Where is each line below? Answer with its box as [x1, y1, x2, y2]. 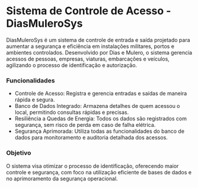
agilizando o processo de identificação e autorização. [6, 61, 138, 69]
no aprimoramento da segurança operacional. [6, 175, 118, 182]
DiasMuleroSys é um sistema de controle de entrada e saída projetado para [6, 36, 191, 43]
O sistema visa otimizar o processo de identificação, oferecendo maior [6, 162, 179, 170]
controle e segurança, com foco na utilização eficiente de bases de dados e [6, 168, 191, 176]
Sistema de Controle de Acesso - [6, 4, 171, 18]
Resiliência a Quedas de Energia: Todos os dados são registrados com [14, 115, 187, 122]
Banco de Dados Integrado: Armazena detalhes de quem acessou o [14, 103, 180, 110]
